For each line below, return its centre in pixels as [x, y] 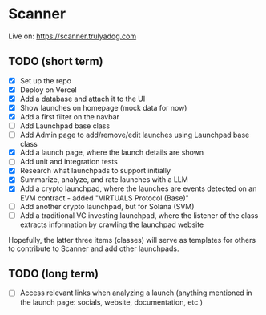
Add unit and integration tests [69, 162]
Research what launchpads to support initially [95, 171]
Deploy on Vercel [48, 90]
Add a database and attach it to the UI [83, 99]
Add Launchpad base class [65, 126]
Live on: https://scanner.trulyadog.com [73, 36]
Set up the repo [46, 80]
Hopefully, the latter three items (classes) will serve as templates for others [132, 240]
